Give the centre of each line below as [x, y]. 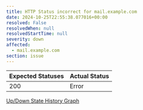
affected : [18, 45]
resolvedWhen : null [30, 28]
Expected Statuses [37, 76]
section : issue [25, 56]
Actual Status [89, 76]
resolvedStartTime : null [37, 34]
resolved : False [26, 23]
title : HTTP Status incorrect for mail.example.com [71, 12]
